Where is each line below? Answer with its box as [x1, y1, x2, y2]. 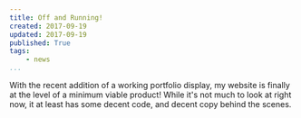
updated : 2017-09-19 [9, 30, 88, 39]
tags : [9, 47, 30, 56]
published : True [9, 38, 71, 48]
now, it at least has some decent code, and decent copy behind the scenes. [9, 99, 292, 109]
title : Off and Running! [9, 13, 103, 23]
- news [25, 55, 51, 64]
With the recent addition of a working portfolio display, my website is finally [9, 80, 290, 90]
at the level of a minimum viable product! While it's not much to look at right [9, 89, 292, 100]
